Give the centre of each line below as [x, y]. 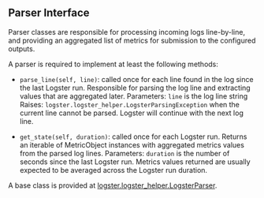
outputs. [22, 49]
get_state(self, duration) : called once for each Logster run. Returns [133, 136]
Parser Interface [49, 13]
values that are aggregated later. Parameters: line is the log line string [134, 96]
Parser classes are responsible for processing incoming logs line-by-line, [127, 32]
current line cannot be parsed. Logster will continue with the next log [132, 113]
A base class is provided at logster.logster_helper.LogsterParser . [113, 185]
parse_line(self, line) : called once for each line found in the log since [136, 79]
